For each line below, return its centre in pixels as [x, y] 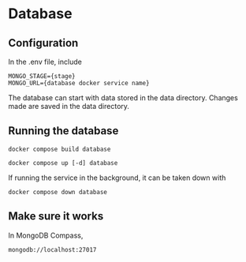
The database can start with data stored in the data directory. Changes [123, 98]
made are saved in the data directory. [69, 106]
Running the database [63, 131]
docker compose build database [60, 149]
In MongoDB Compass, [46, 235]
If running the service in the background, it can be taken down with [117, 178]
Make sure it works [56, 217]
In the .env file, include [45, 62]
